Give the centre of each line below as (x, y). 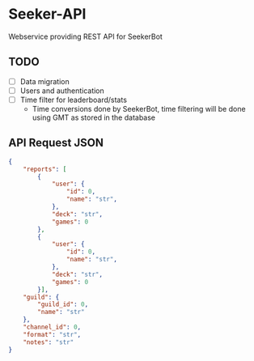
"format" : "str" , (52, 334)
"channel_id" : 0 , (52, 327)
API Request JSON (56, 143)
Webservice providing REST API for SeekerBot (86, 36)
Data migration (45, 81)
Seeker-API (47, 14)
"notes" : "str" (49, 342)
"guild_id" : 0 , (63, 304)
